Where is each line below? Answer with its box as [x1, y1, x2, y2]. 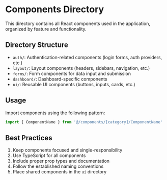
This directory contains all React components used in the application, [5, 20, 150, 27]
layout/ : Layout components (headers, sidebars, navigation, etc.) [12, 65, 150, 71]
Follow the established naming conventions [12, 163, 104, 169]
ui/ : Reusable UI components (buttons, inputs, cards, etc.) [12, 81, 136, 87]
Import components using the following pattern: [5, 110, 105, 116]
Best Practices [5, 134, 52, 142]
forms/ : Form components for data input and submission [12, 70, 131, 76]
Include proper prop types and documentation [12, 158, 110, 164]
